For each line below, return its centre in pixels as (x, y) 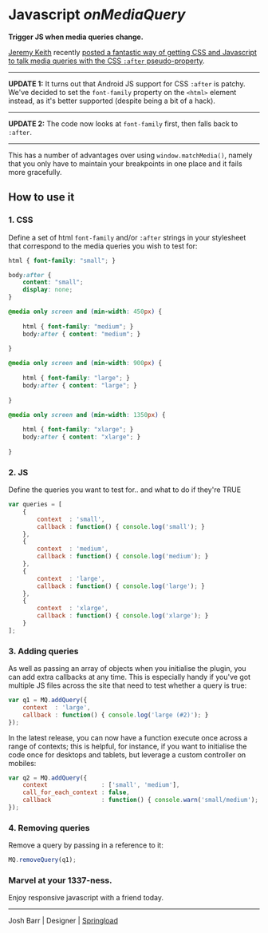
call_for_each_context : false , (76, 792)
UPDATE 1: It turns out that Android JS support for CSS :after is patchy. (127, 83)
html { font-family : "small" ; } (62, 260)
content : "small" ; (53, 282)
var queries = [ (35, 505)
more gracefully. (35, 172)
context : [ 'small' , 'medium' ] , (101, 785)
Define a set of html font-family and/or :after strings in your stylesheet (127, 237)
